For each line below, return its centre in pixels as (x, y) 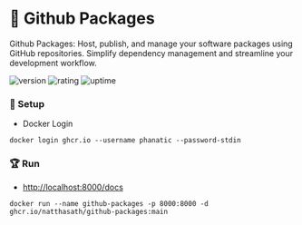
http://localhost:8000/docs (73, 187)
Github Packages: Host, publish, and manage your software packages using (151, 44)
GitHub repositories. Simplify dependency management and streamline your (151, 53)
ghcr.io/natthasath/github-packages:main (89, 211)
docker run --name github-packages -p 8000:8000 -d (109, 203)
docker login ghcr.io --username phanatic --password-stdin (126, 141)
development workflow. (53, 63)
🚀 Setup (27, 103)
